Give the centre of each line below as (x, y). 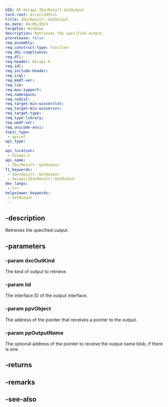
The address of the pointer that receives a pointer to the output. (71, 320)
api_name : (16, 160)
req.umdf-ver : (20, 122)
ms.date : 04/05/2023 (27, 24)
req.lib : (14, 85)
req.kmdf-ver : (20, 80)
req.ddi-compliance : (27, 52)
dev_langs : (17, 184)
